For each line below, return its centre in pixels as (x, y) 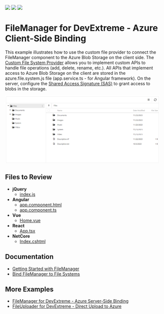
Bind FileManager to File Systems (46, 274)
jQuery (19, 189)
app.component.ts (38, 210)
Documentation (29, 257)
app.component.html (41, 205)
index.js (27, 194)
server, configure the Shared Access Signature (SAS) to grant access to (78, 83)
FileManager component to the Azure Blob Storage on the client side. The (80, 57)
